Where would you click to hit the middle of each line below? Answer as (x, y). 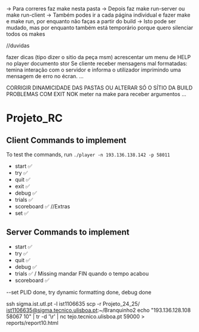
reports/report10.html (32, 322)
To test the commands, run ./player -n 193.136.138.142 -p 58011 (88, 154)
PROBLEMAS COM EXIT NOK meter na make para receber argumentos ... (96, 94)
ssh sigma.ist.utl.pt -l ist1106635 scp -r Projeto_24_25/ (73, 303)
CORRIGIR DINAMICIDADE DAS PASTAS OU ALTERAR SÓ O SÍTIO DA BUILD (99, 88)
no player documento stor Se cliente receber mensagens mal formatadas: (97, 63)
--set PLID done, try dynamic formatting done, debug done (79, 292)
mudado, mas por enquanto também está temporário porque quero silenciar (100, 27)
